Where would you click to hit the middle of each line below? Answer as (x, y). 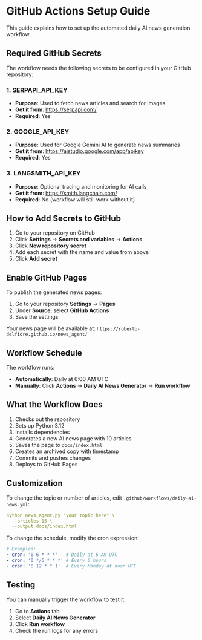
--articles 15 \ (32, 521)
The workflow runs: (31, 368)
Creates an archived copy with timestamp (67, 451)
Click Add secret (36, 259)
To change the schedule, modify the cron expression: (73, 538)
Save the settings (37, 317)
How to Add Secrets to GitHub (64, 219)
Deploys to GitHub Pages (46, 464)
